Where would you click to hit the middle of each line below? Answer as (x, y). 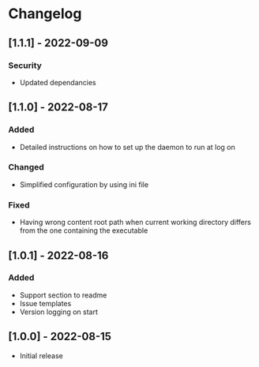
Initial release (41, 355)
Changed (26, 167)
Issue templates (45, 303)
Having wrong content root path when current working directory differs (135, 223)
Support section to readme (63, 295)
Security (25, 66)
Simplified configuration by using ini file (84, 184)
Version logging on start (59, 312)
